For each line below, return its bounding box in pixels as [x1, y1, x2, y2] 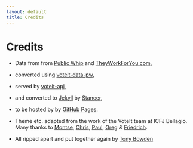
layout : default [6, 8, 47, 15]
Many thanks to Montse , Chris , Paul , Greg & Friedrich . [14, 124, 148, 131]
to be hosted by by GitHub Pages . [14, 106, 99, 113]
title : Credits [6, 14, 44, 20]
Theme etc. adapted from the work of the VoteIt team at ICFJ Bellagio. [14, 118, 188, 125]
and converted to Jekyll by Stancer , [14, 94, 103, 101]
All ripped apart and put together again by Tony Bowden [14, 135, 154, 143]
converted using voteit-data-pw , [14, 71, 94, 78]
